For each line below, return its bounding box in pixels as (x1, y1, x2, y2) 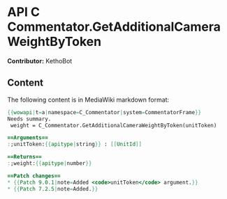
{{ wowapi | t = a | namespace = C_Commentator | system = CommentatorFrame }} (7, 109, 201, 116)
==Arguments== (7, 134, 49, 141)
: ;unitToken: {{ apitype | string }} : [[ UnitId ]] (7, 141, 142, 148)
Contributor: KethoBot (7, 56, 73, 65)
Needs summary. (7, 116, 52, 122)
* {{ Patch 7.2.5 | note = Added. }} (7, 185, 98, 192)
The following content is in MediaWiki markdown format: (7, 95, 170, 104)
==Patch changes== (7, 172, 61, 180)
